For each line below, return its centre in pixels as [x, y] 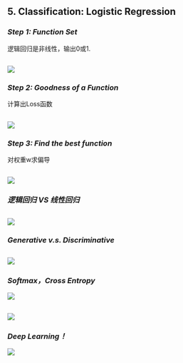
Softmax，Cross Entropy [51, 281]
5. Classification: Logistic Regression [92, 12]
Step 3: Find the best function [60, 143]
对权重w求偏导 [29, 160]
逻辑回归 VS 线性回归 [43, 200]
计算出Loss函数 [30, 104]
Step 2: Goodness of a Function [63, 87]
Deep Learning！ [37, 336]
